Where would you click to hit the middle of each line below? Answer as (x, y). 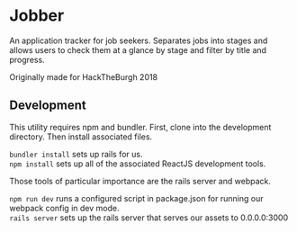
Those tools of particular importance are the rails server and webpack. (140, 181)
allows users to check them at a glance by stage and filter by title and (138, 49)
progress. (27, 59)
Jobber (37, 16)
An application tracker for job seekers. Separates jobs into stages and (139, 40)
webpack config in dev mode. (64, 208)
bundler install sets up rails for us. (76, 154)
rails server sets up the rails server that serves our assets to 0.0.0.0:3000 (149, 218)
